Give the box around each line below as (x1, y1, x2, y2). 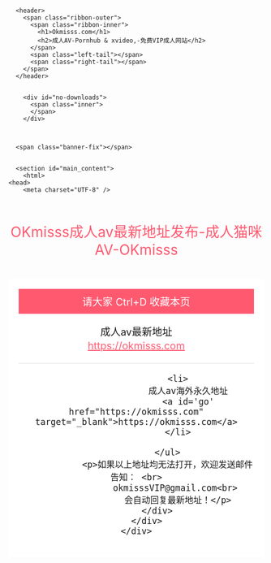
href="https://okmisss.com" (68, 406, 204, 418)
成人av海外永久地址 (148, 386, 229, 396)
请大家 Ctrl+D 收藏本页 (82, 296, 191, 309)
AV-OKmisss (94, 240, 179, 259)
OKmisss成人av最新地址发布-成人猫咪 (11, 223, 262, 241)
